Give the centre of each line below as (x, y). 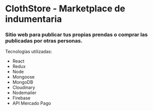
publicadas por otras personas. (44, 41)
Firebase (21, 98)
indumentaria (34, 19)
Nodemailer (24, 93)
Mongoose (23, 77)
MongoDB (23, 82)
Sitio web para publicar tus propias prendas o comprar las (76, 35)
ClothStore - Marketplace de (65, 9)
